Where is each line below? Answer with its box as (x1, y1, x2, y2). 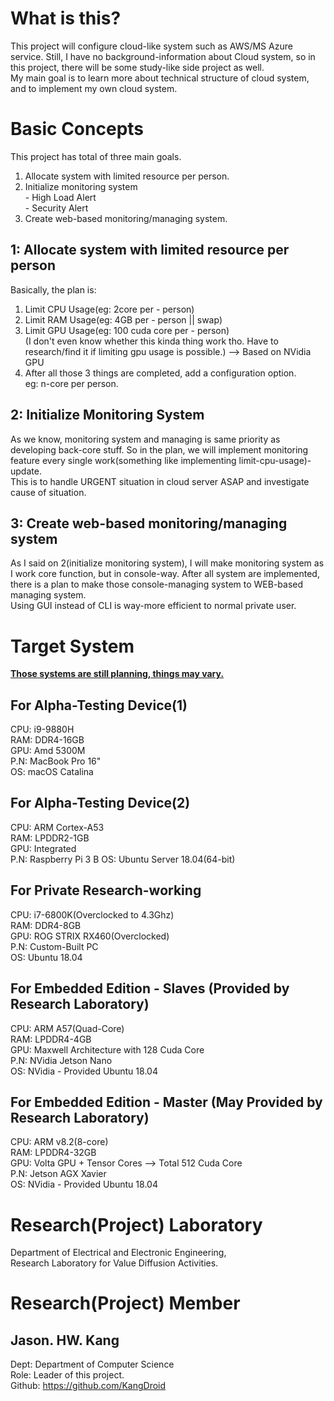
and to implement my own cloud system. (10, 82, 178, 94)
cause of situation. (10, 486, 87, 498)
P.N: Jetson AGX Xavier (10, 1168, 107, 1180)
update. (10, 465, 42, 477)
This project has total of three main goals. (10, 150, 182, 162)
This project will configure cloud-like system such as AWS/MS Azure (10, 40, 293, 52)
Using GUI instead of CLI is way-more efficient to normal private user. (10, 600, 297, 612)
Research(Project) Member (10, 1292, 241, 1315)
